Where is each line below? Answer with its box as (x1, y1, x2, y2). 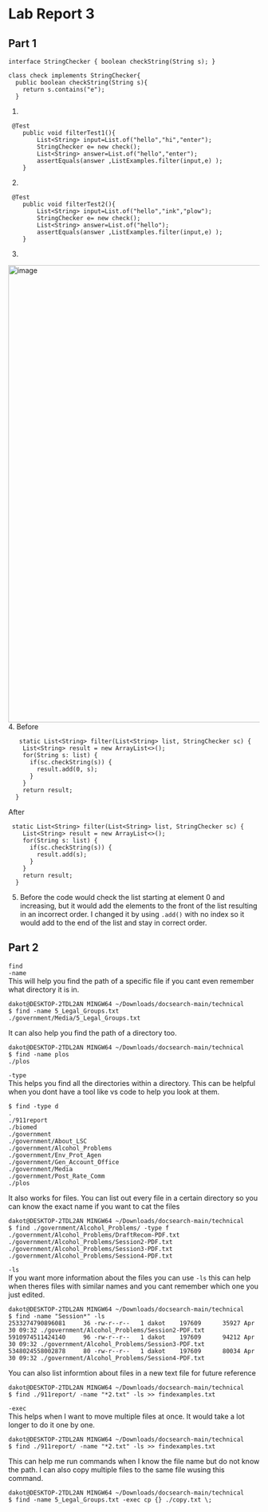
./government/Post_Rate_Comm (8, 1172, 105, 1180)
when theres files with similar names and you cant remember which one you (8, 1281, 259, 1291)
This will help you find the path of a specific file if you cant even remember (8, 976, 254, 985)
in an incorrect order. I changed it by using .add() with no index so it (19, 910, 245, 918)
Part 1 (8, 37, 37, 50)
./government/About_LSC (8, 1137, 88, 1145)
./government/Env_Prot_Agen (8, 1151, 102, 1159)
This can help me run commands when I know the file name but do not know (8, 1456, 260, 1466)
